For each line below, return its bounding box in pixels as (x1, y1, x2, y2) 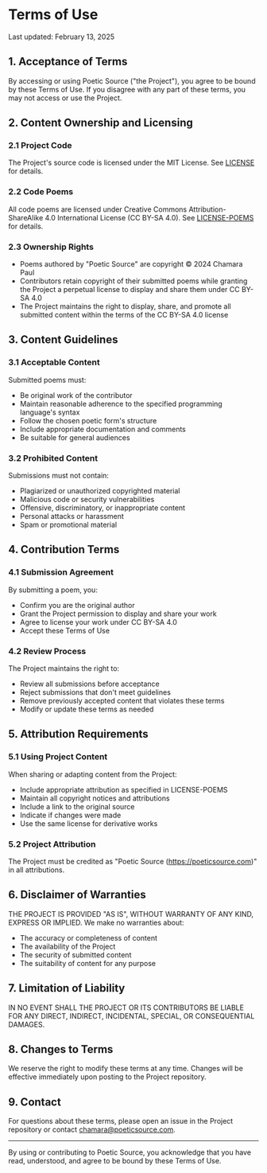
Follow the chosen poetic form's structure (19, 415, 157, 425)
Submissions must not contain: (8, 471, 110, 481)
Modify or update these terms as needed (19, 704, 154, 714)
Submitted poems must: (8, 375, 87, 384)
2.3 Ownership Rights (8, 241, 94, 252)
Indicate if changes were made (19, 810, 122, 820)
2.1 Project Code (8, 140, 72, 151)
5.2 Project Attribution (8, 838, 96, 849)
